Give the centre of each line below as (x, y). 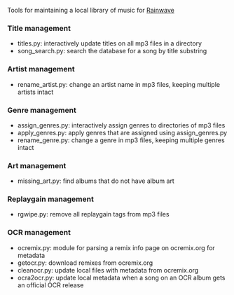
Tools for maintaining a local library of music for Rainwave (91, 10)
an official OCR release (50, 285)
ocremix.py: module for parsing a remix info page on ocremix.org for (116, 247)
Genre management (42, 110)
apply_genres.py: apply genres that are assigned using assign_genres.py (122, 132)
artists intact (35, 92)
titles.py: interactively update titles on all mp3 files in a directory (109, 43)
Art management (37, 165)
